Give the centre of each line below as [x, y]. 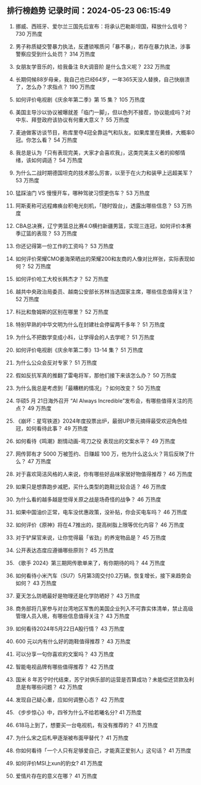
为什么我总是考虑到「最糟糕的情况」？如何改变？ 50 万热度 [88, 388]
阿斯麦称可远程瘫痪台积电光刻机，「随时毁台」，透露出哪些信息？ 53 [98, 206]
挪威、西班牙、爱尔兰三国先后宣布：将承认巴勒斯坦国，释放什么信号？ [102, 26]
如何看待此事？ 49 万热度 [57, 428]
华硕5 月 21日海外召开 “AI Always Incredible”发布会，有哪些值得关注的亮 [104, 401]
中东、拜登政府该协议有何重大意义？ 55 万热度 [72, 120]
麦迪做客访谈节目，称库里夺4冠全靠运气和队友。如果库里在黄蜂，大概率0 [105, 132]
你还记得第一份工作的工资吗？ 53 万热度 [64, 246]
